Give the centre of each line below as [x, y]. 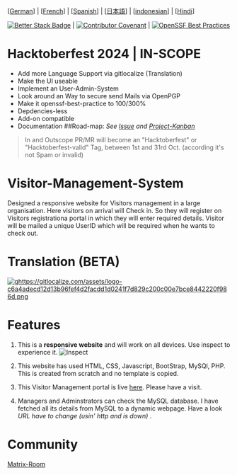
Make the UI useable [47, 81]
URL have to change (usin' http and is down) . [85, 416]
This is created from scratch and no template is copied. [98, 373]
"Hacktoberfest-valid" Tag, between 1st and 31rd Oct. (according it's [124, 147]
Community [43, 444]
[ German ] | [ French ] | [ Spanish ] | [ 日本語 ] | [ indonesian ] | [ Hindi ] [101, 11]
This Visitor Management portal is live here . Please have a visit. [110, 387]
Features [34, 325]
